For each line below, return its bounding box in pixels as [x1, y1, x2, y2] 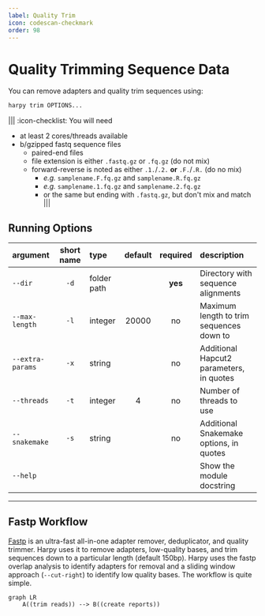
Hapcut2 [200, 353, 233, 363]
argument [12, 250, 50, 261]
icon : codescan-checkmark [8, 19, 93, 27]
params [12, 362, 37, 371]
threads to [200, 396, 238, 406]
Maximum [200, 301, 237, 311]
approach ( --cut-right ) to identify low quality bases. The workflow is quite [8, 569, 252, 579]
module [200, 471, 228, 481]
